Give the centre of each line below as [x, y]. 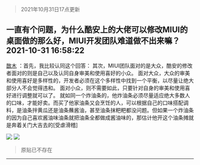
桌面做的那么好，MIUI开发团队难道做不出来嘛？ [93, 41]
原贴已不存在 [36, 150]
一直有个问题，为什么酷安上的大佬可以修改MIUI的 [97, 30]
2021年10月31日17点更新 [50, 9]
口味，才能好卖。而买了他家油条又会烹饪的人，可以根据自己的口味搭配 [97, 103]
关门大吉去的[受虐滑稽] [50, 125]
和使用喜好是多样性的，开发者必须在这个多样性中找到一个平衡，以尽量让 [95, 80]
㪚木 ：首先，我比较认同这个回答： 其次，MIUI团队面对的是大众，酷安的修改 [99, 65]
